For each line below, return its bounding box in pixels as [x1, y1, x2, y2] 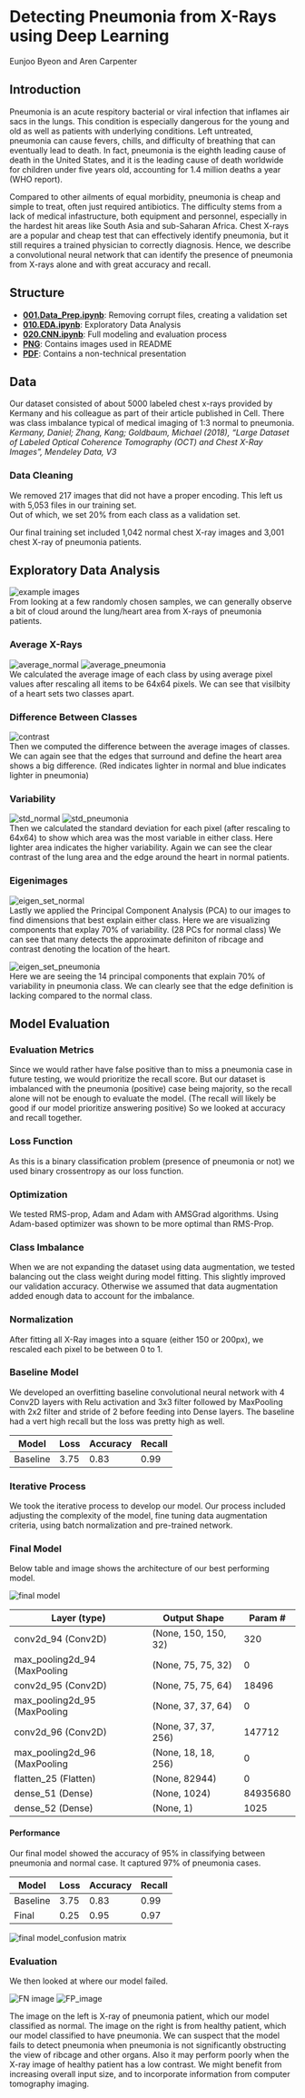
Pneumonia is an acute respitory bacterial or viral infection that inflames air [9, 106, 290, 117]
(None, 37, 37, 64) [152, 1700, 233, 1713]
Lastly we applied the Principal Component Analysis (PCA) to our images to [9, 905, 291, 915]
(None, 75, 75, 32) [152, 1659, 233, 1672]
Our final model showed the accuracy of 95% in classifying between [9, 1847, 266, 1858]
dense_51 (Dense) [14, 1787, 93, 1800]
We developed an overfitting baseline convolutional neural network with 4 [9, 1387, 285, 1398]
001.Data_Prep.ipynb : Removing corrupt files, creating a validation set [22, 309, 288, 320]
